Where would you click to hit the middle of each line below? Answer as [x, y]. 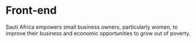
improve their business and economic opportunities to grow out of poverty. [98, 33]
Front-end [31, 10]
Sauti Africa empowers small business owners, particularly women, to [92, 27]
